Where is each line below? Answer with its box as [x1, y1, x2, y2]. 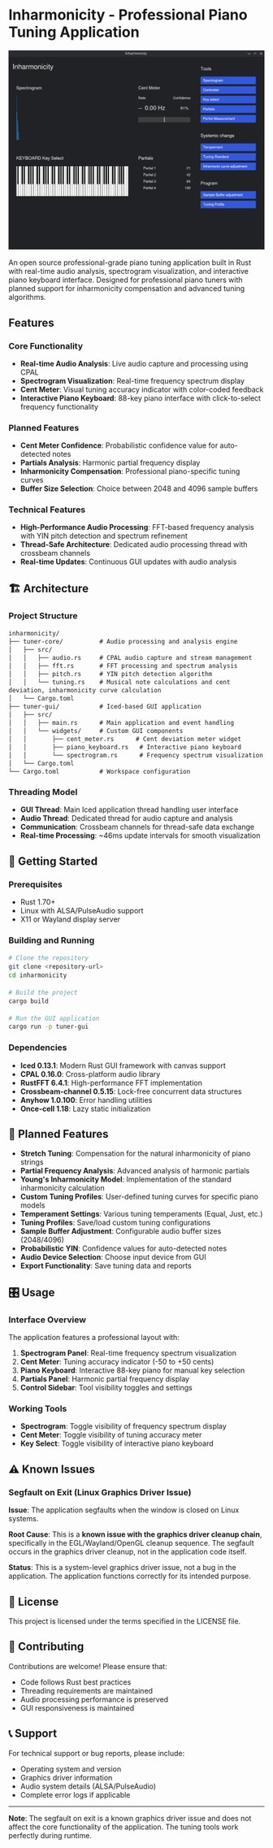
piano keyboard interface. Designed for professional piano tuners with [8, 275, 243, 285]
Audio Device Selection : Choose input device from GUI [19, 1252, 206, 1262]
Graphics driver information [19, 1772, 113, 1782]
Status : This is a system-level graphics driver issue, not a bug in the [8, 1563, 237, 1573]
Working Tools [8, 1403, 67, 1415]
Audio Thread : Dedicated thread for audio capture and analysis [19, 813, 233, 823]
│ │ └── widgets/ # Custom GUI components [8, 727, 184, 735]
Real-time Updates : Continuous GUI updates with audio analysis [19, 557, 237, 566]
